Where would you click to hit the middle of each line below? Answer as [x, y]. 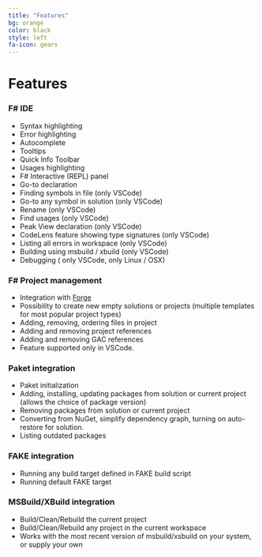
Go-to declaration [48, 184]
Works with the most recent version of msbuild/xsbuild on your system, [135, 536]
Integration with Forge [56, 297]
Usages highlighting [52, 167]
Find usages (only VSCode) [64, 218]
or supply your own [51, 544]
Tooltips [33, 151]
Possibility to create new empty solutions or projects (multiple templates [137, 305]
